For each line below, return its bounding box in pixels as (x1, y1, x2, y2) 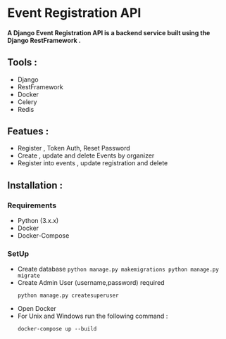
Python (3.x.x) (17, 217, 59, 225)
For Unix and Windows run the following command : (17, 312, 168, 321)
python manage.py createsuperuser (17, 292, 119, 300)
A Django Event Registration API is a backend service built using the (7, 28, 211, 37)
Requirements (7, 200, 57, 210)
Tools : (7, 56, 37, 68)
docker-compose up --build (17, 326, 97, 333)
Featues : (7, 125, 49, 137)
